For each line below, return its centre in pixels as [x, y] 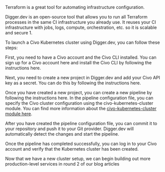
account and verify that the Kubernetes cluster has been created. [72, 149]
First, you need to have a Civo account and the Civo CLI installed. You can [81, 57]
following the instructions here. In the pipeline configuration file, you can [79, 98]
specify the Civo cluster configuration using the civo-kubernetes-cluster [79, 103]
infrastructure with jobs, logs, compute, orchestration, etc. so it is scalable [81, 27]
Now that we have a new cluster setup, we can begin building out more [78, 159]
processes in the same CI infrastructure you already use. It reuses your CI [81, 22]
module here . [19, 114]
